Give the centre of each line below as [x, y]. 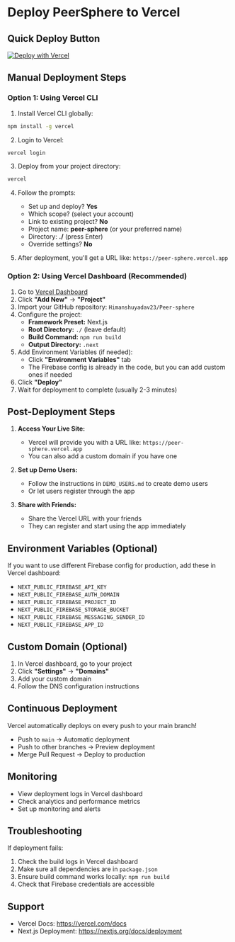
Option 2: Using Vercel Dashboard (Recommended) [97, 276]
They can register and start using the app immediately [107, 526]
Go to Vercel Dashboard [53, 292]
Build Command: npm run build [75, 336]
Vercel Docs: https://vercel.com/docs [72, 924]
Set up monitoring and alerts [59, 809]
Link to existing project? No [68, 222]
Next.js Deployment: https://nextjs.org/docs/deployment [100, 931]
